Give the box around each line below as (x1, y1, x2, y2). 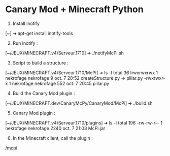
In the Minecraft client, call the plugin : (12, 135, 93, 141)
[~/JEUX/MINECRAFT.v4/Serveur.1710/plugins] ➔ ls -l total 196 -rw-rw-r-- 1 (5, 119, 163, 126)
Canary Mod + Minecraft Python (5, 4, 144, 15)
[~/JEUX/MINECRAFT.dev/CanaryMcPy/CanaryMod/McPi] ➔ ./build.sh (5, 100, 153, 106)
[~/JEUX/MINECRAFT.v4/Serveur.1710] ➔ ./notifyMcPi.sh (5, 50, 124, 56)
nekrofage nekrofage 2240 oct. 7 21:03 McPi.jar (5, 125, 106, 131)
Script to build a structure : (12, 59, 69, 66)
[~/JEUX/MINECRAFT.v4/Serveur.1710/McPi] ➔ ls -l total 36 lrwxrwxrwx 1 (5, 70, 158, 76)
